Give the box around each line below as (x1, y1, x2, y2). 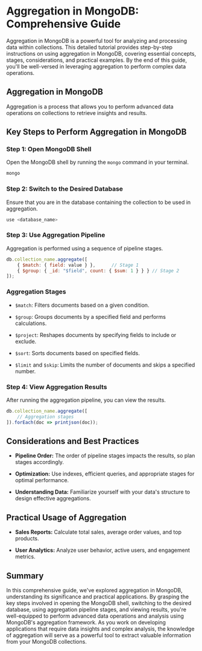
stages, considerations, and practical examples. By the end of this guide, (6, 56, 188, 64)
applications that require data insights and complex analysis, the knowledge (6, 625, 195, 632)
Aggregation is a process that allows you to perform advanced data (6, 103, 174, 110)
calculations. (14, 319, 47, 327)
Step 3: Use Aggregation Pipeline (6, 231, 106, 240)
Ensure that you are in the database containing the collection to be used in (6, 198, 191, 206)
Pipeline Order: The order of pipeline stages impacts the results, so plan (14, 452, 195, 459)
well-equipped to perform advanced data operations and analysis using (6, 612, 184, 620)
